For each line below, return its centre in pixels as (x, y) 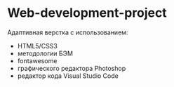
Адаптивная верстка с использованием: (68, 32)
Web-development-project (87, 13)
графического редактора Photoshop (72, 68)
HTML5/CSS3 (37, 46)
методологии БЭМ (45, 53)
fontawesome (37, 60)
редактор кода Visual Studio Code (68, 76)
